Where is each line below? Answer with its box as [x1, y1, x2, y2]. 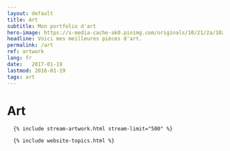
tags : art [7, 73, 36, 81]
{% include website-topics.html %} [13, 137, 115, 144]
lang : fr [7, 55, 32, 61]
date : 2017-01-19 [7, 61, 63, 68]
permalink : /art [7, 42, 53, 49]
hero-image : [7, 29, 41, 36]
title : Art [7, 16, 38, 23]
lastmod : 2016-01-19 [7, 67, 66, 74]
